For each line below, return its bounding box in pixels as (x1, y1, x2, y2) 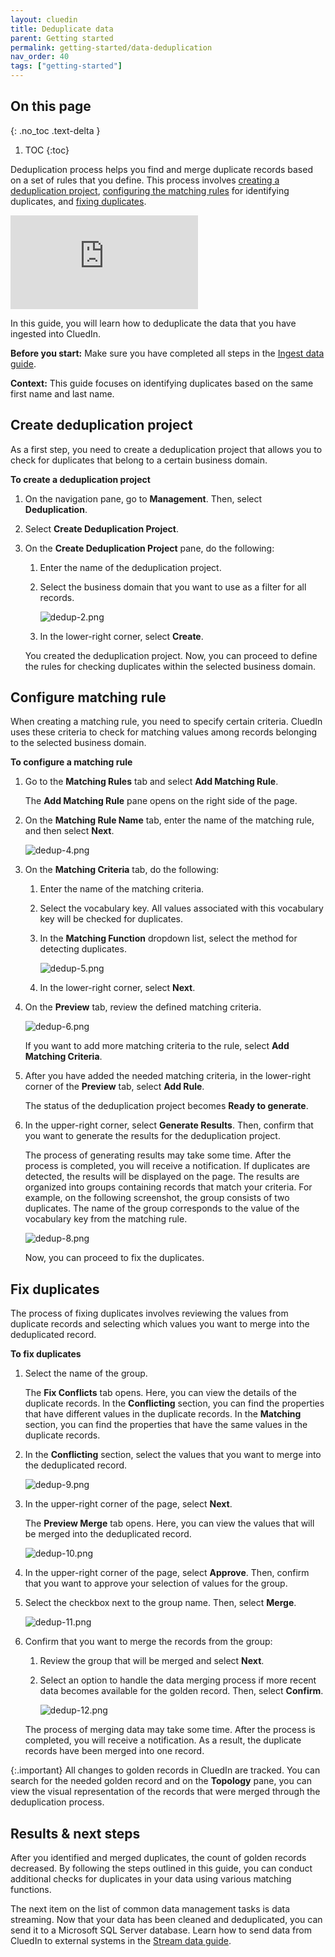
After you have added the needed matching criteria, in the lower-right (24, 1070, 312, 1082)
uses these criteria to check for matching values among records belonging (10, 726, 318, 738)
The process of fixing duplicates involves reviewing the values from (10, 1307, 289, 1320)
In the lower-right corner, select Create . (39, 630, 204, 642)
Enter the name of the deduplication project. (39, 561, 222, 573)
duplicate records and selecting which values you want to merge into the (10, 1318, 310, 1330)
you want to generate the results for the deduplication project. (24, 1130, 281, 1142)
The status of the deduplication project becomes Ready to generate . (24, 1100, 309, 1112)
